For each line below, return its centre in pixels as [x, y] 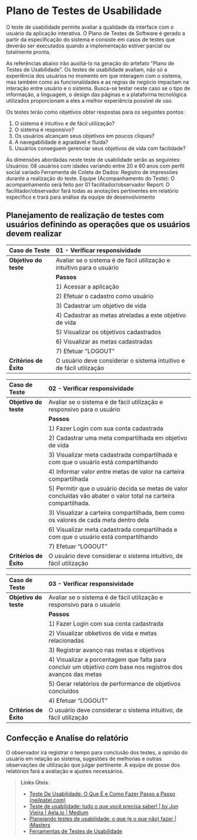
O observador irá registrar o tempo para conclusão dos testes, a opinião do [97, 752]
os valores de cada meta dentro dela [99, 520]
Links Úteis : [35, 782]
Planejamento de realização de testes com [85, 215]
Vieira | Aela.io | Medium [59, 812]
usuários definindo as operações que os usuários [98, 225]
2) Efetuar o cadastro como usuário [104, 296]
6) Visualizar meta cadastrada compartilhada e [113, 529]
